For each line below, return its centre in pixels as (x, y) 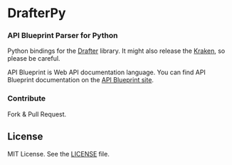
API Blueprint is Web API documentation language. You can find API (107, 72)
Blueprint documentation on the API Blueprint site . (81, 80)
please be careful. (34, 59)
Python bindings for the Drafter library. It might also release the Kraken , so (116, 51)
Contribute (27, 99)
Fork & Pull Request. (37, 114)
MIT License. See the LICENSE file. (59, 154)
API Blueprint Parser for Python (63, 36)
